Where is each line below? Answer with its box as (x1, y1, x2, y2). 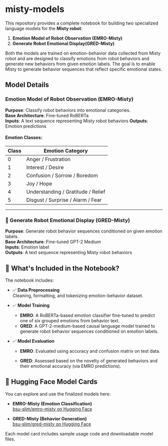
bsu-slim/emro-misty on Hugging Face (12, 406, 92, 412)
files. (5, 436, 15, 442)
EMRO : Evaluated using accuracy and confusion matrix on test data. (19, 348, 160, 354)
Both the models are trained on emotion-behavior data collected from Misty (5, 50, 161, 56)
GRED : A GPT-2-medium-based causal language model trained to (19, 323, 155, 329)
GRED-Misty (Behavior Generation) (12, 415, 87, 421)
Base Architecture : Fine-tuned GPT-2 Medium (5, 239, 101, 245)
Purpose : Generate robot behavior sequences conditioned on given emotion (5, 228, 162, 234)
